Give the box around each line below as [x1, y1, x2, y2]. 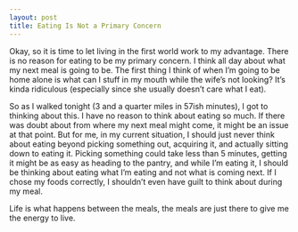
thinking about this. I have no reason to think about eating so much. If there [9, 110, 286, 121]
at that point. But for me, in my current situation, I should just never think [9, 129, 275, 140]
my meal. [9, 186, 43, 196]
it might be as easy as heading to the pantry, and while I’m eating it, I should [9, 157, 288, 168]
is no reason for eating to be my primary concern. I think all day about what [9, 55, 286, 66]
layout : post [9, 12, 58, 22]
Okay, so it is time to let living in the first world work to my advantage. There [9, 45, 289, 56]
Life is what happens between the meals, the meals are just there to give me [9, 203, 290, 213]
